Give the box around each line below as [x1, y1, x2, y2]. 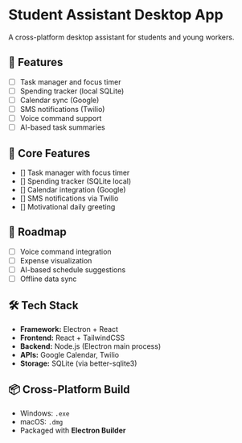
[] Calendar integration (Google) [19, 184, 126, 194]
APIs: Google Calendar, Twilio [19, 350, 119, 359]
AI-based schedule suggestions [19, 264, 126, 275]
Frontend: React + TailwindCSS [19, 333, 125, 342]
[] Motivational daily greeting [19, 201, 116, 211]
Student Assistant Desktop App [8, 6, 224, 24]
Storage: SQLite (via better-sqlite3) [19, 358, 137, 368]
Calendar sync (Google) [19, 95, 100, 105]
